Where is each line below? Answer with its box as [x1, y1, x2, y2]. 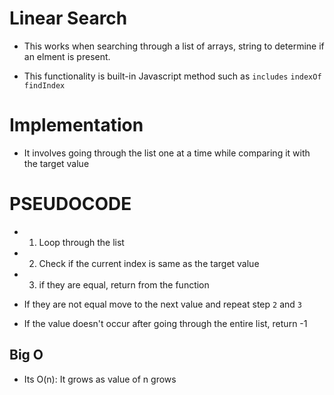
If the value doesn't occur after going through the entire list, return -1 [23, 317, 308, 329]
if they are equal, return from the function [38, 278, 210, 291]
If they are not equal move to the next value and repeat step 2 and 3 [23, 298, 302, 310]
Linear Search [9, 7, 128, 30]
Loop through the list [38, 236, 125, 248]
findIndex [23, 80, 66, 91]
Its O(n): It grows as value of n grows [23, 373, 177, 385]
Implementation [9, 114, 144, 137]
